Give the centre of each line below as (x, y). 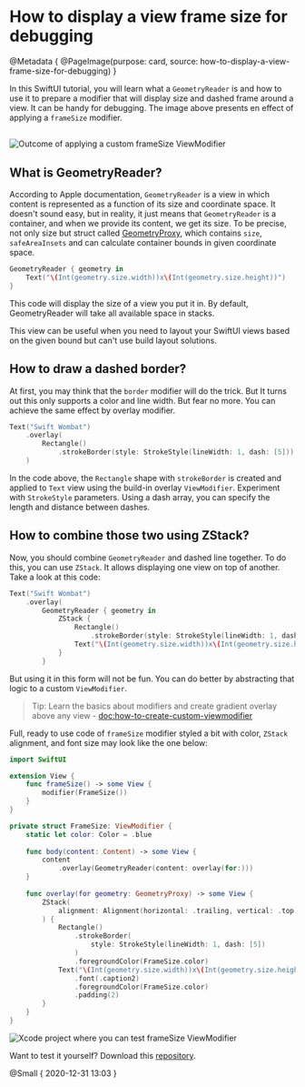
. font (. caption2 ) (107, 978)
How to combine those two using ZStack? (129, 535)
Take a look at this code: (55, 577)
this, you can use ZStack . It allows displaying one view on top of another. (145, 567)
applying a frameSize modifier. (66, 117)
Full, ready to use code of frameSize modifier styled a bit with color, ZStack (149, 733)
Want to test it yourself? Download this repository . (103, 1055)
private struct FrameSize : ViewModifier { (91, 826)
